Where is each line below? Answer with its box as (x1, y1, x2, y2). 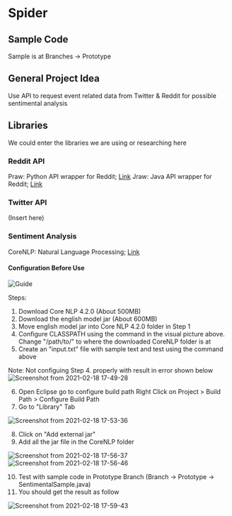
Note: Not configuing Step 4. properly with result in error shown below (8, 366, 214, 374)
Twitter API (8, 197, 47, 207)
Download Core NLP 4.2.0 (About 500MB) (18, 307, 141, 315)
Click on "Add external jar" (18, 429, 96, 438)
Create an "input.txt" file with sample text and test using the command (18, 344, 224, 353)
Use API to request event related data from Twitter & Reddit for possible (8, 91, 216, 100)
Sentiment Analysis (8, 231, 77, 241)
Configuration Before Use (8, 264, 85, 273)
